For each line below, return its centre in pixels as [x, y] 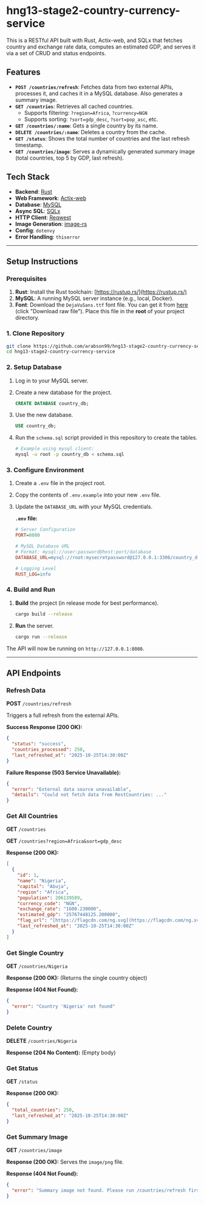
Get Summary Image [37, 1137]
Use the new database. [44, 415]
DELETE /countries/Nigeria [42, 1040]
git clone [19, 346]
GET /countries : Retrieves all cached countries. [74, 106]
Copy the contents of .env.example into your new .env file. [88, 495]
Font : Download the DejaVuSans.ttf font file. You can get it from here [101, 305]
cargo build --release [44, 614]
